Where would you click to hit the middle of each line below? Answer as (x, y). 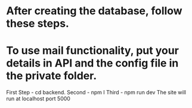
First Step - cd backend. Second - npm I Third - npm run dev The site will (96, 93)
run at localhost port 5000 (38, 99)
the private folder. (52, 76)
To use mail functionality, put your (92, 51)
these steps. (38, 23)
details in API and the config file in (92, 63)
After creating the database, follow (95, 11)
